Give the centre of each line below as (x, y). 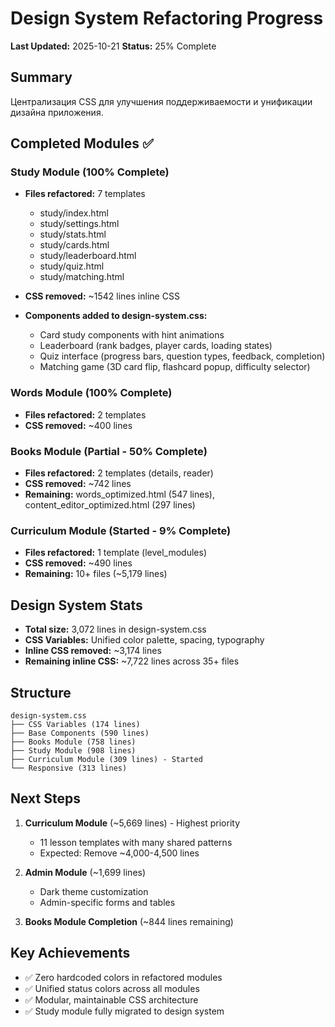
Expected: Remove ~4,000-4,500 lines (119, 853)
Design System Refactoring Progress (167, 18)
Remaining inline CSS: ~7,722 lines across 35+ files (132, 661)
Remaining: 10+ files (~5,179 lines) (96, 574)
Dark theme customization (94, 891)
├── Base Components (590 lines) (80, 733)
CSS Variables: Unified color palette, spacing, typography (144, 640)
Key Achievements (70, 953)
